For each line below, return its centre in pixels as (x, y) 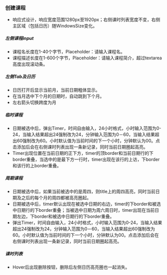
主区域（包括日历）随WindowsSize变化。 (55, 26)
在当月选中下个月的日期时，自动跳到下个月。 (58, 96)
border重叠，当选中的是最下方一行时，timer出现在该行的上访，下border (86, 159)
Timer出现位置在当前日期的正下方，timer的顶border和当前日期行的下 (83, 153)
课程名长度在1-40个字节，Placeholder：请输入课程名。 (69, 52)
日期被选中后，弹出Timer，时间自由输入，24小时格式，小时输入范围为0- (87, 129)
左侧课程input (19, 38)
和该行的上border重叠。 (37, 166)
